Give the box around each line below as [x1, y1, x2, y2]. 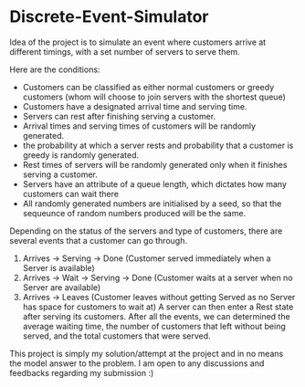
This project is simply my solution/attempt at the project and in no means [9, 348, 284, 359]
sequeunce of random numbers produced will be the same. [22, 207, 247, 218]
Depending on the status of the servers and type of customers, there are [9, 225, 283, 236]
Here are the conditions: [9, 64, 100, 75]
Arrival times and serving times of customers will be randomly [22, 120, 257, 131]
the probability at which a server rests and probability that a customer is [22, 140, 294, 151]
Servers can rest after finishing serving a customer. [22, 110, 216, 121]
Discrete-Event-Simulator [9, 6, 209, 27]
